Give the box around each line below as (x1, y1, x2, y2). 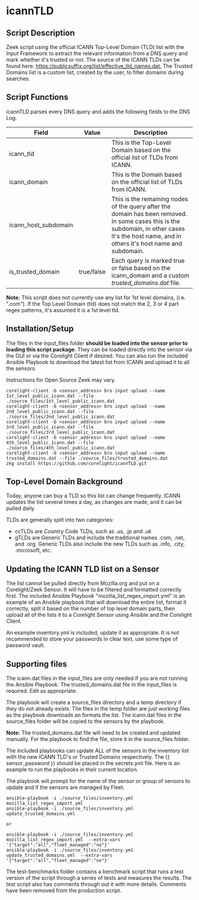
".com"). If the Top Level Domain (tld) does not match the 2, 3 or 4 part (6, 300, 179, 307)
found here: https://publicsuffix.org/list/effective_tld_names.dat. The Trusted (6, 62, 192, 69)
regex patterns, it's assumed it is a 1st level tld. (6, 306, 120, 313)
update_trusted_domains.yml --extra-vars (6, 853, 113, 858)
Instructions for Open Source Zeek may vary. (6, 376, 116, 384)
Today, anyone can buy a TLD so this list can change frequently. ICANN (6, 492, 181, 499)
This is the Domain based (111, 170, 182, 179)
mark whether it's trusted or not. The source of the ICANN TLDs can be (6, 56, 181, 63)
